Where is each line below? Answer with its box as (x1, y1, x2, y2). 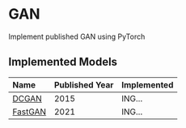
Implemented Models (8, 55, 118, 69)
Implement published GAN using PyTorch (8, 32, 146, 41)
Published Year (53, 79, 114, 90)
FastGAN (12, 106, 47, 117)
